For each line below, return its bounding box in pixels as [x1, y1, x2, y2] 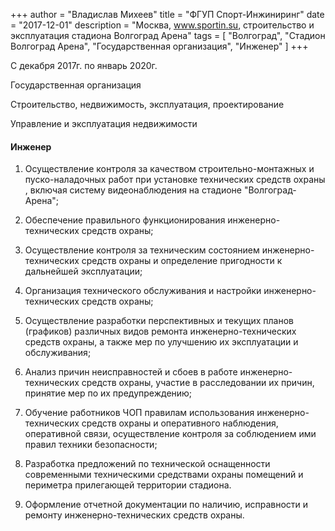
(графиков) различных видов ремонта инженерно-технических [24, 325, 297, 338]
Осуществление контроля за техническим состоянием [24, 244, 260, 256]
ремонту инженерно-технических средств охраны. [24, 509, 245, 521]
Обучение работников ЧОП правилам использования [24, 407, 255, 419]
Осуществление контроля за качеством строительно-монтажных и [24, 163, 315, 175]
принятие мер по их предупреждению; [24, 387, 193, 399]
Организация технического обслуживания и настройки [24, 285, 262, 297]
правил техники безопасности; [24, 439, 158, 451]
